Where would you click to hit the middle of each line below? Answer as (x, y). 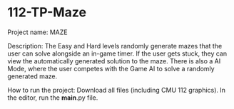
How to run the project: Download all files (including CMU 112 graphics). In (117, 90)
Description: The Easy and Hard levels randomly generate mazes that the (115, 46)
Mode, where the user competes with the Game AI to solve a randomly (111, 68)
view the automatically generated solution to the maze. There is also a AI (114, 61)
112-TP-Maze (47, 12)
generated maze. (32, 76)
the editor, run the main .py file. (53, 98)
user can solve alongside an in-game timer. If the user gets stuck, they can (117, 53)
